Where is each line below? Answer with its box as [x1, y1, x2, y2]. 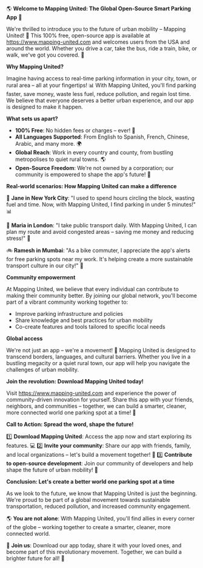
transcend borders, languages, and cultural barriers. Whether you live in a [6, 353, 191, 360]
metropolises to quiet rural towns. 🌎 [15, 156, 106, 163]
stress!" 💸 [6, 234, 31, 242]
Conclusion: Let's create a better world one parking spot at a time [6, 478, 175, 485]
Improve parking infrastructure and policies [15, 310, 123, 317]
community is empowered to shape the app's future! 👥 [15, 171, 151, 178]
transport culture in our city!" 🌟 [6, 262, 84, 269]
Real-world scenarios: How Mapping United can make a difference [6, 183, 177, 190]
